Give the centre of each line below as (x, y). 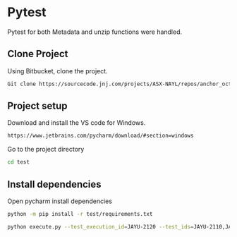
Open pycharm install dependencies (60, 201)
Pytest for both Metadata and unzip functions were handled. (95, 32)
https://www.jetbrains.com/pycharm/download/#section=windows (101, 136)
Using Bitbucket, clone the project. (57, 71)
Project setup (38, 106)
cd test (19, 162)
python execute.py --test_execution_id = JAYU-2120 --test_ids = (101, 226)
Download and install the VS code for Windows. (77, 123)
